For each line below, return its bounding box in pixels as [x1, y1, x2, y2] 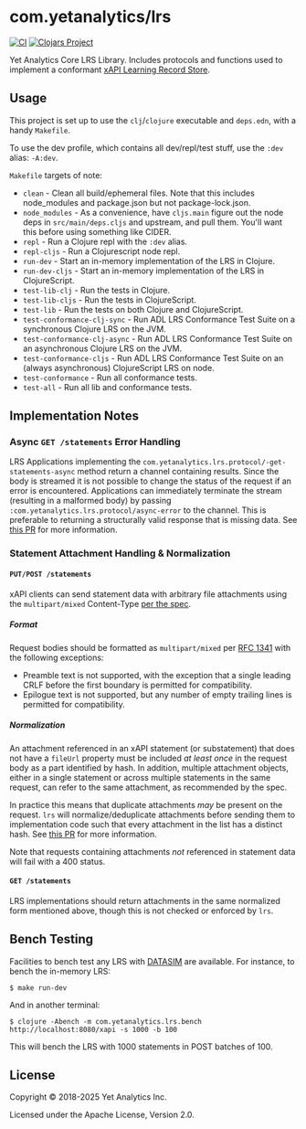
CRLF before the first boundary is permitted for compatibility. [22, 679, 253, 690]
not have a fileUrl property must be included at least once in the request [9, 752, 288, 763]
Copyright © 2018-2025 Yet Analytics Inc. [9, 1092, 167, 1102]
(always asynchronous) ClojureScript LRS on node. [22, 362, 215, 373]
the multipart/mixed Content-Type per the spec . [9, 598, 192, 609]
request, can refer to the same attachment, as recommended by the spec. [9, 782, 288, 793]
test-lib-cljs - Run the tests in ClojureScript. [22, 294, 196, 305]
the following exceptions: [9, 652, 104, 663]
